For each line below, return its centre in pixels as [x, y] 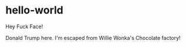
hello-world [35, 10]
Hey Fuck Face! [24, 26]
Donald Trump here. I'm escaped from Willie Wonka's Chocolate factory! [93, 38]
